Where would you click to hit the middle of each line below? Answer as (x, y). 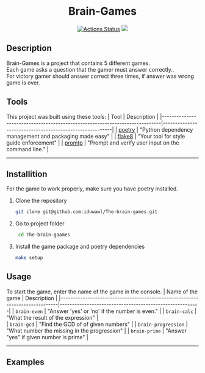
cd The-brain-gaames (44, 235)
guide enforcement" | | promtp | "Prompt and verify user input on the (93, 143)
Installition (27, 174)
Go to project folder (40, 224)
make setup (29, 258)
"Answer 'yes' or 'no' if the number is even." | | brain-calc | (122, 311)
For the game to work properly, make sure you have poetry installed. (92, 189)
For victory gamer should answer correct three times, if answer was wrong (100, 76)
